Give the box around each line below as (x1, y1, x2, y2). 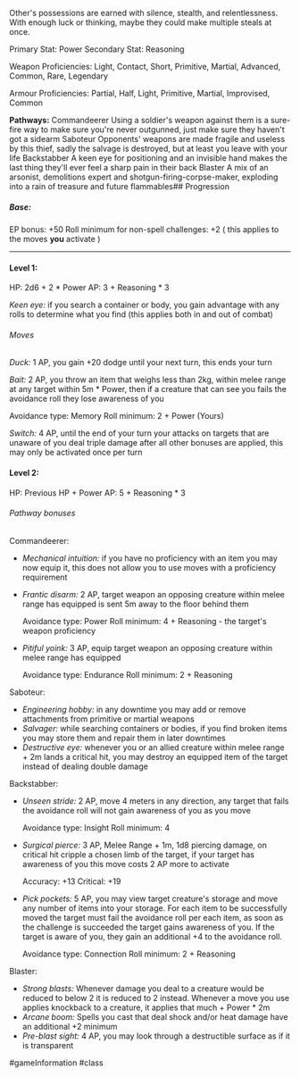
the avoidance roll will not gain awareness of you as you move (21, 805, 252, 815)
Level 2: (9, 467, 40, 478)
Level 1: (9, 263, 38, 273)
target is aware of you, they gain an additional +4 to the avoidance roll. (21, 931, 283, 941)
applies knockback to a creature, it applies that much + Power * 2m (21, 1002, 271, 1013)
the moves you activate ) (9, 233, 101, 244)
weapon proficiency (21, 625, 96, 636)
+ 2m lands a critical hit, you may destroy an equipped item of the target (21, 751, 288, 762)
